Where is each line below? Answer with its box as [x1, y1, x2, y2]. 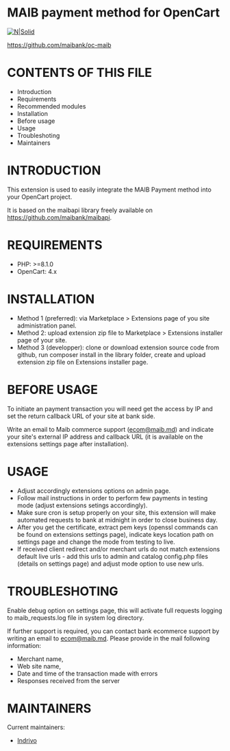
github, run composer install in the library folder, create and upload [16, 350, 206, 358]
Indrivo [16, 737, 38, 745]
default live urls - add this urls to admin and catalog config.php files [16, 552, 209, 560]
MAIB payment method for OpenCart [7, 5, 220, 21]
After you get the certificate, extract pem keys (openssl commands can [16, 523, 218, 531]
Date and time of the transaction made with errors [16, 669, 158, 678]
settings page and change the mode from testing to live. [16, 538, 176, 546]
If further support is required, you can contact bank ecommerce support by [7, 627, 220, 635]
